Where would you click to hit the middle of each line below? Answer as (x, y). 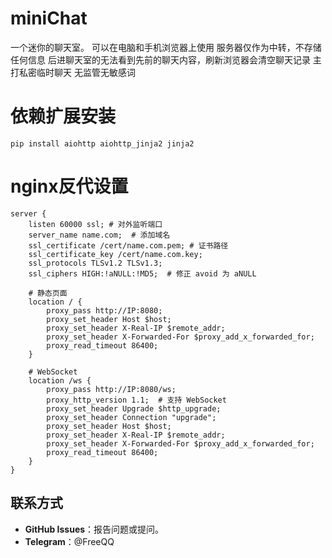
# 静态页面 (48, 293)
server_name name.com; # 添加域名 (99, 235)
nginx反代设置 (69, 186)
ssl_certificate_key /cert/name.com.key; (115, 254)
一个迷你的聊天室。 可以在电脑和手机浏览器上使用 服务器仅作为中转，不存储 (166, 47)
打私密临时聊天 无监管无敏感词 (73, 72)
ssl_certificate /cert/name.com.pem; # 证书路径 (128, 245)
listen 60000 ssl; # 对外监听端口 (95, 224)
